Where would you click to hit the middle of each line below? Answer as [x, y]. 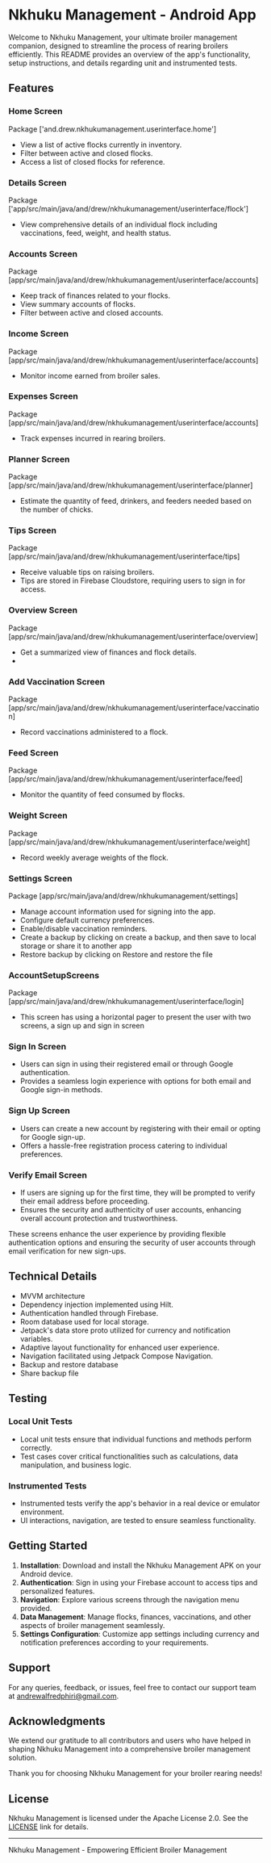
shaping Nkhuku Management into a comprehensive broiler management [129, 1749]
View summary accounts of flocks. [77, 304]
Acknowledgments [57, 1721]
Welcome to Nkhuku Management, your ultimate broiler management [123, 37]
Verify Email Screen [48, 1174]
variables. [36, 1338]
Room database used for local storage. [84, 1321]
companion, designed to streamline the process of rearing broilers [118, 45]
